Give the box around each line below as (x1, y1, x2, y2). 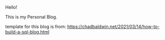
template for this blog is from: (5, 23, 66, 29)
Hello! (5, 4, 18, 10)
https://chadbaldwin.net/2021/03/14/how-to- (67, 23, 160, 29)
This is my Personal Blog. (5, 14, 58, 19)
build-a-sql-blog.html (5, 29, 50, 34)
